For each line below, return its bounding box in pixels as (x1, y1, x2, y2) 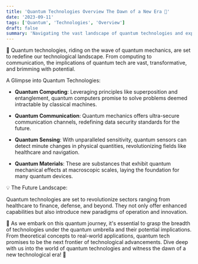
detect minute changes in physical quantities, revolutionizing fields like (14, 143, 187, 150)
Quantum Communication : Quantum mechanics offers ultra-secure (14, 113, 180, 120)
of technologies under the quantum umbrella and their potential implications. (6, 226, 192, 233)
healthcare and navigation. (14, 148, 80, 156)
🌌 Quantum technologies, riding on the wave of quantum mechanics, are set (6, 47, 191, 54)
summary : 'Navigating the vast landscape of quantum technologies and (6, 31, 183, 37)
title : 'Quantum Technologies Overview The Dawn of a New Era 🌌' (6, 8, 170, 15)
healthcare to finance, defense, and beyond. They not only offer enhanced (6, 202, 187, 209)
